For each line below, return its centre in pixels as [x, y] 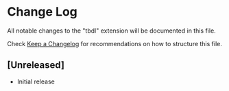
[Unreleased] [36, 65]
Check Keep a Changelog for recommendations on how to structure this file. [115, 43]
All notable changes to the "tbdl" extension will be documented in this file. [111, 31]
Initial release [36, 81]
